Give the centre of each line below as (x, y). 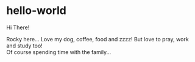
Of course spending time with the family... (59, 52)
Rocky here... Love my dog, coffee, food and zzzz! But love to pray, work (97, 39)
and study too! (24, 46)
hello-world (37, 11)
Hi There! (18, 27)
